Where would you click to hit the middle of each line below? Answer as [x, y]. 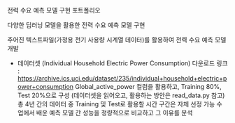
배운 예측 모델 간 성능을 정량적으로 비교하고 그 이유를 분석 [114, 113]
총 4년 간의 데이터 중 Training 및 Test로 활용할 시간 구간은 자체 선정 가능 [116, 104]
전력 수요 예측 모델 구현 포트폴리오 [54, 10]
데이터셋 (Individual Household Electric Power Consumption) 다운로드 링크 [123, 63]
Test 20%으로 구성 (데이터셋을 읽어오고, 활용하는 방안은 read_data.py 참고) [121, 95]
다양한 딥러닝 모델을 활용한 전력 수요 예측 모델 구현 [76, 25]
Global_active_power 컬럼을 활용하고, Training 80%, [148, 87]
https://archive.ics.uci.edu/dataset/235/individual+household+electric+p [122, 78]
